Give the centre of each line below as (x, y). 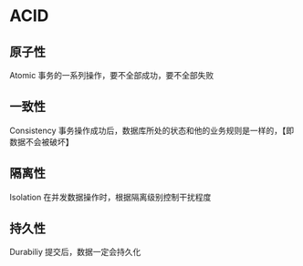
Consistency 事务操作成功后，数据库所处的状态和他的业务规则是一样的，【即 (152, 130)
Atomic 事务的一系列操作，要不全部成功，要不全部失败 (112, 75)
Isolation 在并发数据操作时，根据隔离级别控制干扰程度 (110, 197)
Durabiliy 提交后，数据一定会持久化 (75, 252)
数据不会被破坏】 (42, 141)
